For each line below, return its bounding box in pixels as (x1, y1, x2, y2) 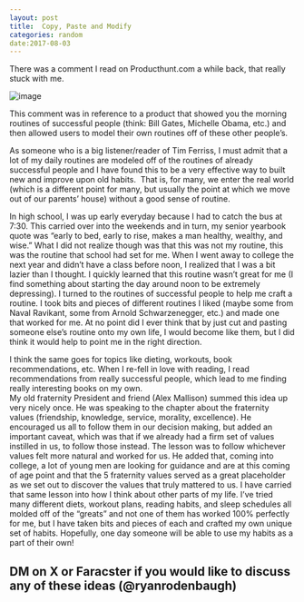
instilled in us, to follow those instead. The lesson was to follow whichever (9, 441, 286, 452)
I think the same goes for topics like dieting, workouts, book (9, 354, 233, 365)
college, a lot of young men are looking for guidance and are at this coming (9, 460, 290, 471)
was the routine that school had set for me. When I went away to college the (9, 250, 295, 261)
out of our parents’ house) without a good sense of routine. (9, 193, 230, 204)
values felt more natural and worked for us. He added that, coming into (9, 450, 274, 461)
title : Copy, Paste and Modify (9, 22, 132, 31)
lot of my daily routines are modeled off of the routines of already (9, 155, 254, 166)
